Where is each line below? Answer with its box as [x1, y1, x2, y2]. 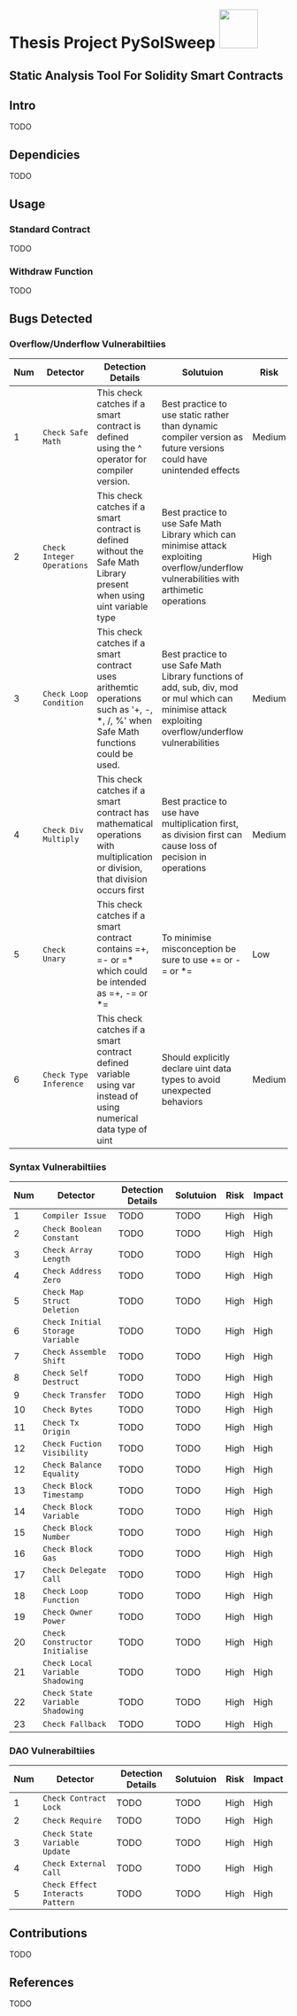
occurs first [96, 883, 145, 896]
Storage [42, 1326, 75, 1336]
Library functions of [161, 670, 244, 682]
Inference [42, 1078, 84, 1089]
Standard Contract [9, 222, 91, 235]
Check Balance [42, 1460, 103, 1470]
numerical [96, 1112, 139, 1125]
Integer [42, 551, 75, 562]
